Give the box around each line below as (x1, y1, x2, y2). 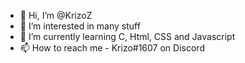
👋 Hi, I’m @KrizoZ (19, 10, 93, 21)
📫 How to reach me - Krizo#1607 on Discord (19, 42, 205, 54)
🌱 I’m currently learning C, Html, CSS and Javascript (19, 31, 236, 42)
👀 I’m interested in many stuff (19, 20, 141, 32)
